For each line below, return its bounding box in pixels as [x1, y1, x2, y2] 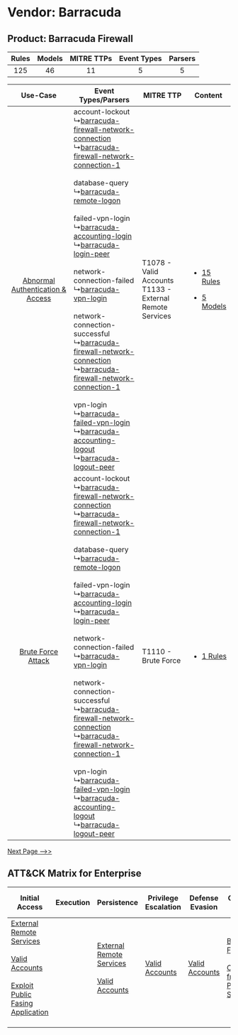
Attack [28, 656, 50, 665]
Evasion [190, 901, 218, 911]
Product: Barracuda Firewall [7, 33, 133, 45]
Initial [20, 893, 40, 903]
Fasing [11, 998, 33, 1008]
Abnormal [22, 276, 55, 285]
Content [194, 90, 223, 100]
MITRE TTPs [69, 54, 113, 63]
